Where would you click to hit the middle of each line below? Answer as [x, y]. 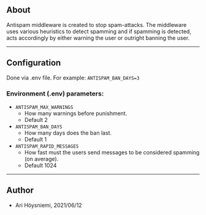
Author [20, 190]
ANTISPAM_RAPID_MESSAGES [47, 146]
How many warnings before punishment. [76, 113]
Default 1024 [40, 165]
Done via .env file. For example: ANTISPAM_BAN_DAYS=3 [73, 77]
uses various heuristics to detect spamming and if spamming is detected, [99, 31]
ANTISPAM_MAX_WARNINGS [44, 107]
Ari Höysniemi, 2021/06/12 [48, 205]
